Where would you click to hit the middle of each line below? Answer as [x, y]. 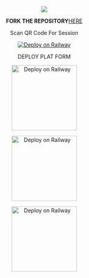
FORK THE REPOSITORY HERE [44, 21]
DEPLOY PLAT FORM [44, 56]
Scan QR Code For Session [44, 33]
